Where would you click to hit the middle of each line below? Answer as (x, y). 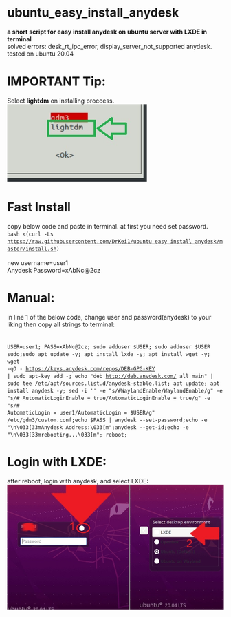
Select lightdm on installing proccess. (61, 101)
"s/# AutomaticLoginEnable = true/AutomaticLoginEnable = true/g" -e (109, 398)
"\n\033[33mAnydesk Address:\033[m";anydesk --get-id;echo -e (98, 427)
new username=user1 (38, 262)
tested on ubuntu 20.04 (41, 54)
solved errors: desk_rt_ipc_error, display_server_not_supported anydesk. (110, 46)
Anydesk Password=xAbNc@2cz (54, 270)
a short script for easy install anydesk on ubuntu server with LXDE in (107, 32)
